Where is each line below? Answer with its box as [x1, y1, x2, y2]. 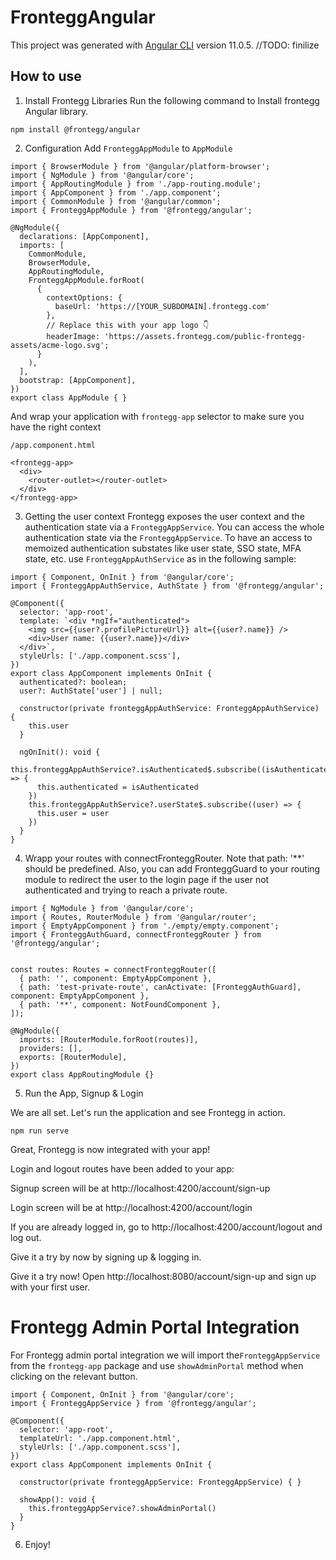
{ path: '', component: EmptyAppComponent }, [19, 973, 213, 983]
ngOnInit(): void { [19, 747, 101, 757]
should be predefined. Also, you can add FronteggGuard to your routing [24, 862, 321, 875]
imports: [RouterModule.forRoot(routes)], [19, 1034, 199, 1045]
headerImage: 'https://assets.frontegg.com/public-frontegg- [46, 331, 307, 341]
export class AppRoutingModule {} [10, 1069, 155, 1080]
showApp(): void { [19, 1494, 97, 1505]
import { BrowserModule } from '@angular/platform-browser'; [10, 161, 271, 171]
